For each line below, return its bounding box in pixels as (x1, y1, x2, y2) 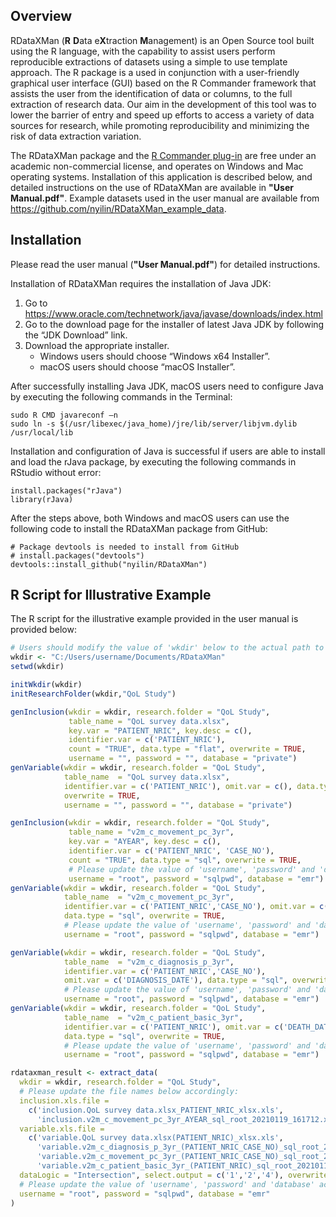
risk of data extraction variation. (10, 130, 142, 142)
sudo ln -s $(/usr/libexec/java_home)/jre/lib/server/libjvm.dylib (10, 419, 298, 429)
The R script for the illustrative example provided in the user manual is (10, 613, 299, 625)
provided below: (10, 624, 77, 636)
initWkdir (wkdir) (10, 680, 83, 690)
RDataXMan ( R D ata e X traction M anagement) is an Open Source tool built (10, 34, 315, 46)
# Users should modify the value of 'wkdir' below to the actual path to (10, 643, 325, 653)
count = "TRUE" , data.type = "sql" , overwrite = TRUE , (68, 855, 302, 865)
